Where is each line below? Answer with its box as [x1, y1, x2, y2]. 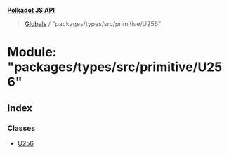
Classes [7, 123, 36, 133]
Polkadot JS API [7, 6, 55, 14]
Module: [7, 44, 57, 60]
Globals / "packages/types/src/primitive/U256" [24, 20, 162, 27]
